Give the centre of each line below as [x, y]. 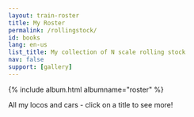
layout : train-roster [44, 15]
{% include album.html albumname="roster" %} [86, 89]
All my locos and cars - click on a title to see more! [91, 104]
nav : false [26, 60]
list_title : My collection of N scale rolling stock [97, 52]
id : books [25, 38]
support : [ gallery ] [40, 67]
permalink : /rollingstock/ [53, 30]
